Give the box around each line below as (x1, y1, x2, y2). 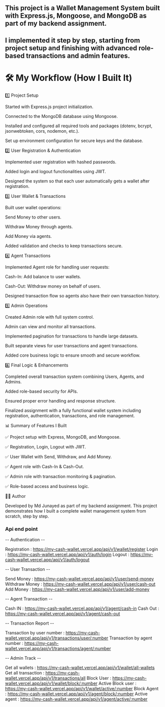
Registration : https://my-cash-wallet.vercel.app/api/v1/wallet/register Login (5, 546, 158, 552)
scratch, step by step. (5, 513, 49, 519)
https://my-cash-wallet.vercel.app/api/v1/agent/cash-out (5, 611, 120, 617)
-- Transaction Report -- (5, 620, 55, 626)
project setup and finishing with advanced (5, 44, 137, 52)
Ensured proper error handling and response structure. (5, 398, 116, 404)
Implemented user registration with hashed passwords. (5, 159, 116, 165)
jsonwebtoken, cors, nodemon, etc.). (5, 128, 80, 134)
